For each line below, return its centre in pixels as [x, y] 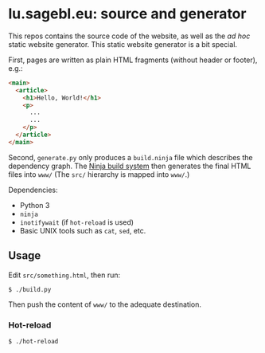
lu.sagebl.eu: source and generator [127, 14]
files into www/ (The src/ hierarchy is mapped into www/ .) [99, 174]
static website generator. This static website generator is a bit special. [123, 44]
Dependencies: [33, 190]
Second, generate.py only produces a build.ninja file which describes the [131, 157]
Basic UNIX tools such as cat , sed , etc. [83, 230]
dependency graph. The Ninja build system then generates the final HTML [130, 166]
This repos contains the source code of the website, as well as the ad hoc [129, 36]
